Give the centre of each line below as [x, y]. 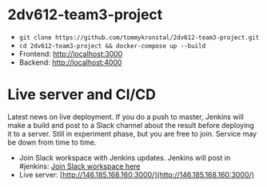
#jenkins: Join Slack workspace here [80, 166]
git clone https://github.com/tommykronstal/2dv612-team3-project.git [139, 38]
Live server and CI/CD [82, 95]
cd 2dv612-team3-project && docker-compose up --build [112, 46]
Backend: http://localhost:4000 [70, 62]
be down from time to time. [52, 142]
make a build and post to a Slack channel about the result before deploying [131, 125]
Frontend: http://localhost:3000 [71, 54]
